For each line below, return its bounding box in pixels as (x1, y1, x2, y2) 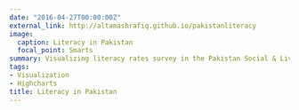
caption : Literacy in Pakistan (17, 37, 133, 47)
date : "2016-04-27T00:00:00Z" (9, 12, 122, 22)
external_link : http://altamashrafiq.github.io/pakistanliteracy (9, 21, 256, 30)
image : (9, 29, 34, 38)
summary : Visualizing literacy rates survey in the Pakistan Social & (9, 54, 277, 63)
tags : (9, 63, 29, 72)
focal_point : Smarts (17, 46, 93, 55)
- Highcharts (9, 79, 58, 88)
